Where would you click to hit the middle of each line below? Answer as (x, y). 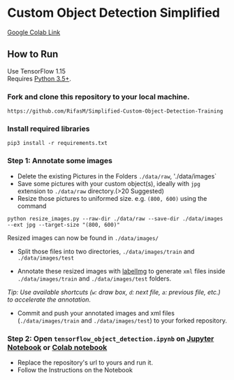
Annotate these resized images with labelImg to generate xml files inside (121, 271)
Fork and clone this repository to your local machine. (98, 97)
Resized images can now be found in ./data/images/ (83, 238)
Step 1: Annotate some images (60, 161)
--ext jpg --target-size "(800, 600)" (64, 225)
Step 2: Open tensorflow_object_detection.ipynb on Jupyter (111, 339)
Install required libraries (49, 129)
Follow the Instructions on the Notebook (75, 370)
